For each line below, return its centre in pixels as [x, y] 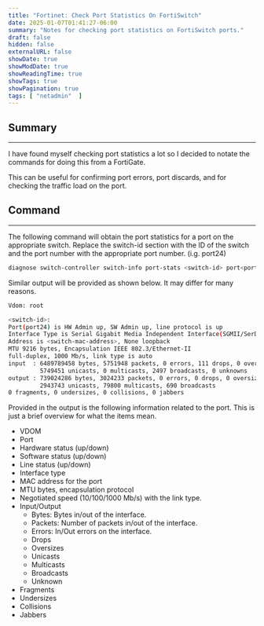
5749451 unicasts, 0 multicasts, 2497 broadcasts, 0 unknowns [143, 371]
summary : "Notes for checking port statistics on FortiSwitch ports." [126, 30]
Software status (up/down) [63, 456]
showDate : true [33, 60]
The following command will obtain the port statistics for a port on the [121, 236]
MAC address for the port [61, 481]
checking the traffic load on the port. [68, 186]
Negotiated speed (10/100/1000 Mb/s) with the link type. [110, 498]
